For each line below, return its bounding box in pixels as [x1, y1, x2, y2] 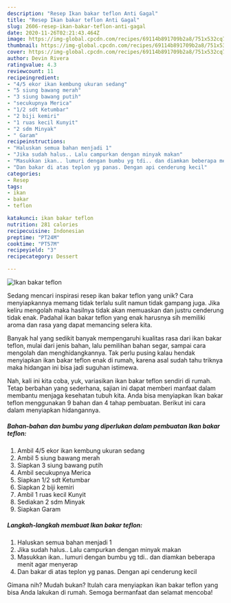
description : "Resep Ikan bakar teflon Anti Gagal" [7, 10, 158, 17]
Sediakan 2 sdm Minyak [16, 498, 85, 506]
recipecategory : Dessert [7, 253, 78, 260]
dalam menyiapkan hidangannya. [7, 406, 101, 414]
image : [7, 36, 26, 43]
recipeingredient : [7, 74, 60, 81]
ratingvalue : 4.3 [7, 61, 57, 68]
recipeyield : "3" [7, 247, 57, 254]
